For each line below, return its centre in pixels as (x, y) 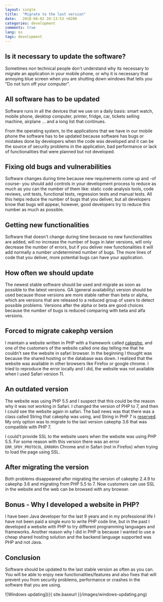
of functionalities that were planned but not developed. (60, 151)
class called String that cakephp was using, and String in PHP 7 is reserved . (81, 416)
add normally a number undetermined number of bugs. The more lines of (78, 252)
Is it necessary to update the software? (65, 57)
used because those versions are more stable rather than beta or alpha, (77, 295)
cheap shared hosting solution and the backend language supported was (78, 537)
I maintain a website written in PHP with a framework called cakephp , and (79, 342)
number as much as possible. (35, 210)
